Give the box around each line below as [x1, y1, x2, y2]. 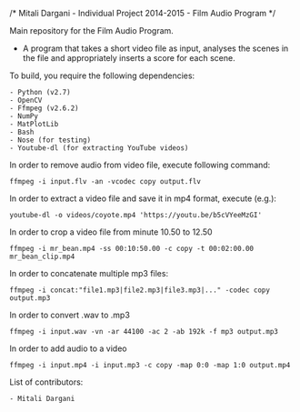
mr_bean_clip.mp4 [9, 252, 75, 261]
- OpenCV [9, 95, 43, 105]
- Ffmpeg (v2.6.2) [9, 104, 79, 113]
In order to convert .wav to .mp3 [9, 309, 130, 320]
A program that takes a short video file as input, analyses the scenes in [22, 43, 289, 54]
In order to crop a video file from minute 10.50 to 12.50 [9, 226, 213, 237]
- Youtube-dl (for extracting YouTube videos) [9, 144, 189, 153]
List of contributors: [9, 377, 84, 387]
